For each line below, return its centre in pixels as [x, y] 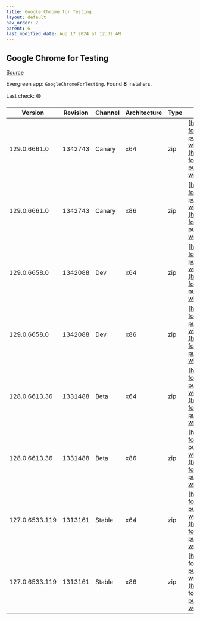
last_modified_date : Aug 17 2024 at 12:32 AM [63, 34]
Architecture [144, 113]
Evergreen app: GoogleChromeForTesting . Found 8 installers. [79, 83]
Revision [76, 113]
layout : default [26, 17]
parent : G [18, 28]
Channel [107, 113]
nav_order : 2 [22, 23]
